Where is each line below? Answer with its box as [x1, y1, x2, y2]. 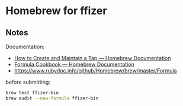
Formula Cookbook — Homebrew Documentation [14, 61, 134, 68]
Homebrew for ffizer [5, 4, 107, 18]
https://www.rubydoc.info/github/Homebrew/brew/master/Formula [14, 67, 177, 74]
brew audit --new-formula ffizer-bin [5, 95, 99, 101]
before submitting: [5, 78, 51, 85]
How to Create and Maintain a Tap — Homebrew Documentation [14, 55, 171, 61]
